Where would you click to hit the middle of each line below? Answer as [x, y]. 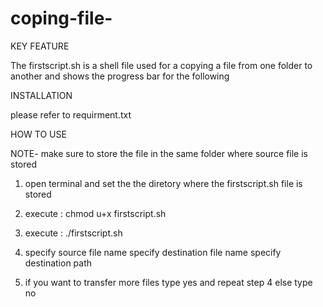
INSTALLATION [41, 95]
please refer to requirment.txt [71, 114]
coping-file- [61, 18]
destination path [58, 263]
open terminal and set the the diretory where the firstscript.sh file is [163, 183]
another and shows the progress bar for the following [120, 76]
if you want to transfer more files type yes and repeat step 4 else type [168, 282]
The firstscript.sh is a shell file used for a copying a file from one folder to [161, 65]
